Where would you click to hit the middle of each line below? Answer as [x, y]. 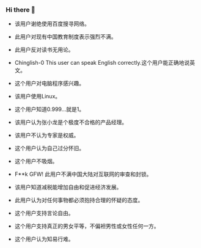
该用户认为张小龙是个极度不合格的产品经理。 [71, 122]
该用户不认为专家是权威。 [47, 135]
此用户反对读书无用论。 [44, 50]
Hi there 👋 [21, 10]
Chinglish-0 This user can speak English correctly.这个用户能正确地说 [102, 63]
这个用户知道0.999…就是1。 [49, 109]
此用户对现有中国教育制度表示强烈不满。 [65, 37]
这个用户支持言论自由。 [44, 213]
